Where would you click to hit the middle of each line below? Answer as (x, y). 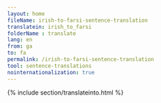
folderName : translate (42, 33)
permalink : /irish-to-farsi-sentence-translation (81, 60)
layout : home (26, 14)
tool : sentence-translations (49, 66)
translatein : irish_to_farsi (49, 27)
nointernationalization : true (51, 72)
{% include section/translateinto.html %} (66, 92)
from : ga (20, 46)
